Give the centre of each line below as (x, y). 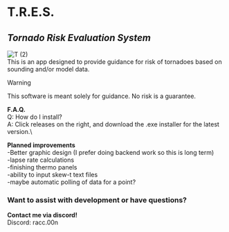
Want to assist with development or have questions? (97, 200)
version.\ (20, 132)
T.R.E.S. (31, 12)
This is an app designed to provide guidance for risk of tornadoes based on (115, 62)
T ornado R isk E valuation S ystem (79, 38)
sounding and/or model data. (48, 69)
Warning (19, 83)
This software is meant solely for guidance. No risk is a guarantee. (101, 96)
